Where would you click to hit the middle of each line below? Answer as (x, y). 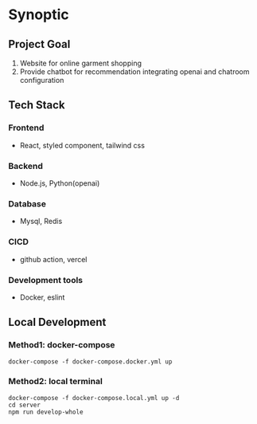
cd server (25, 405)
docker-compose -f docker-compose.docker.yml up (90, 361)
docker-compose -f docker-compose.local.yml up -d (94, 398)
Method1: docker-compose (62, 345)
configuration (42, 80)
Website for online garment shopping (80, 63)
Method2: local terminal (56, 382)
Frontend (26, 128)
